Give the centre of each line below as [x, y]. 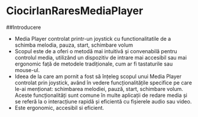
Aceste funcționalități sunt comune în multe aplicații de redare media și [101, 95]
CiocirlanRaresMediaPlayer [75, 11]
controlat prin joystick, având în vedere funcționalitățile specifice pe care [103, 82]
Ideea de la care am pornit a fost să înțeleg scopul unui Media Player [98, 76]
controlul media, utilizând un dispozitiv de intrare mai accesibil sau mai [101, 57]
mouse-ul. [27, 70]
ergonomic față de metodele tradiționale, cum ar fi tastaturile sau [94, 64]
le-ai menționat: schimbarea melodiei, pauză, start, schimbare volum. [99, 89]
